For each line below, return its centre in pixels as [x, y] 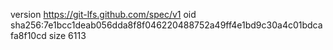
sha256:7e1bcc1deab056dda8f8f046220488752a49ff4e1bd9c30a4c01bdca [166, 25]
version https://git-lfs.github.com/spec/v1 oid [103, 14]
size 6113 [67, 35]
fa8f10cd [28, 35]
